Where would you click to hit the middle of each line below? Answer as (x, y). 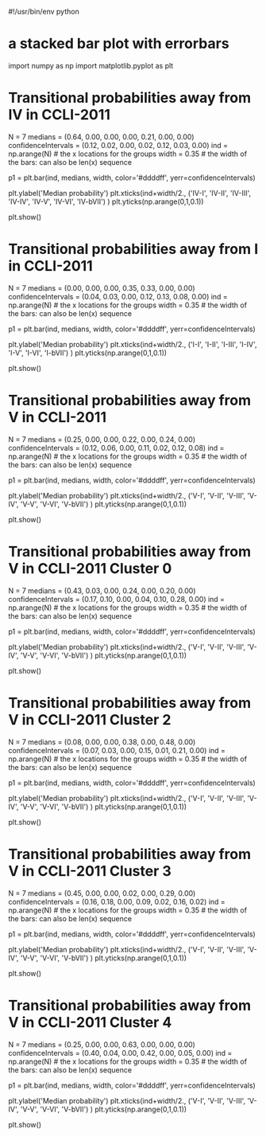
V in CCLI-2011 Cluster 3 (90, 871)
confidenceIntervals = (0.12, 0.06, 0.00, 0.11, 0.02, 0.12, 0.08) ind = (116, 447)
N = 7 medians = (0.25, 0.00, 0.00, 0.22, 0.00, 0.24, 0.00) (102, 439)
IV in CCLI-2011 (60, 115)
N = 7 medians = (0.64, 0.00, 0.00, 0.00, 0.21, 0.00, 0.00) (101, 137)
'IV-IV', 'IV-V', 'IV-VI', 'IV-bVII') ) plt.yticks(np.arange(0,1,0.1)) (106, 201)
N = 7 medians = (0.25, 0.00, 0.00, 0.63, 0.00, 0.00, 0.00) (102, 1044)
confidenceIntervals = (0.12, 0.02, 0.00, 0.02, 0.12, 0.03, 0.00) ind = (118, 145)
